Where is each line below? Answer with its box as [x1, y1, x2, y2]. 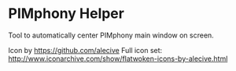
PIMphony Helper [8, 5, 124, 23]
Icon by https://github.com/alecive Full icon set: [8, 45, 163, 55]
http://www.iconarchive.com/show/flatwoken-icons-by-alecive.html [8, 54, 228, 63]
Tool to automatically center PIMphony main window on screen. [8, 30, 214, 40]
